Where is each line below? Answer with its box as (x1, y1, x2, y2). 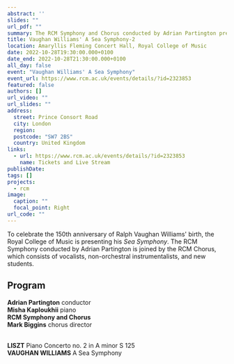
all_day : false (7, 62, 52, 69)
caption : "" (13, 198, 49, 205)
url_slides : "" (7, 101, 52, 108)
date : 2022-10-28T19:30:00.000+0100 (7, 49, 114, 56)
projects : (7, 178, 36, 185)
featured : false (7, 81, 54, 88)
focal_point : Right (13, 205, 70, 212)
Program (7, 280, 46, 292)
